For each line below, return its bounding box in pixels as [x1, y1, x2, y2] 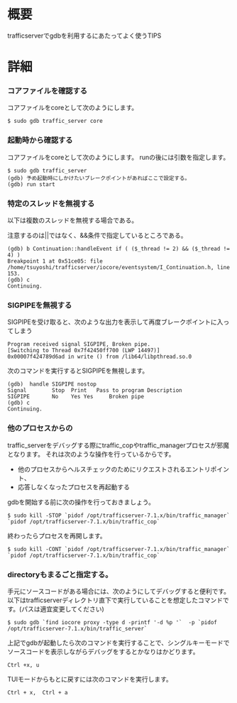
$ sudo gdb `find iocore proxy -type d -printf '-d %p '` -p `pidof [7, 618, 218, 626]
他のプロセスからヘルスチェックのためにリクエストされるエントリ [17, 464, 211, 473]
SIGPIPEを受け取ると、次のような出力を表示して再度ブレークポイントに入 [7, 317, 224, 327]
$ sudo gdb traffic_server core [7, 118, 103, 125]
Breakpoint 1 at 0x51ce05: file [7, 258, 103, 265]
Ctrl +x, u [7, 661, 40, 668]
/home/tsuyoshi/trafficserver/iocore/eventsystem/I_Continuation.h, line [7, 264, 231, 271]
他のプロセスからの [7, 423, 73, 433]
